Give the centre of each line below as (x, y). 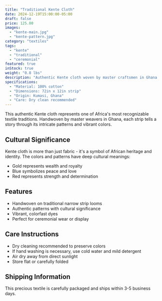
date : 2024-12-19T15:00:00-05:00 (39, 14)
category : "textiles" (27, 41)
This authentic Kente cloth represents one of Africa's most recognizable (77, 114)
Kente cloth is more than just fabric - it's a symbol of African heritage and (78, 151)
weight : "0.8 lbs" (24, 73)
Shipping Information (38, 276)
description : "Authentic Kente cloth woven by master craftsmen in (75, 77)
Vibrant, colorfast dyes (35, 214)
